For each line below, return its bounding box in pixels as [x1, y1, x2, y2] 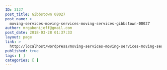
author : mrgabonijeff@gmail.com [5, 26, 72, 31]
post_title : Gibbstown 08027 [5, 12, 66, 17]
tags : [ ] [5, 53, 26, 58]
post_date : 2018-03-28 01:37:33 [5, 30, 72, 35]
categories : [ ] [5, 58, 39, 63]
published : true [5, 48, 39, 53]
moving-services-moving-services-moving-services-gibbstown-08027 [9, 21, 150, 26]
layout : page [5, 35, 32, 40]
